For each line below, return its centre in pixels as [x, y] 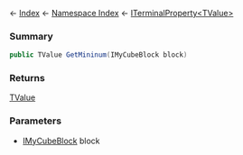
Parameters [35, 121]
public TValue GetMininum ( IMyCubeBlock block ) [98, 55]
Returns [27, 78]
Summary [32, 36]
